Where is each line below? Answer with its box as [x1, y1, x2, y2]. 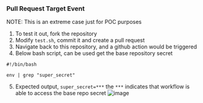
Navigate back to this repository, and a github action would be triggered [15, 43, 197, 50]
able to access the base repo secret [15, 90, 106, 97]
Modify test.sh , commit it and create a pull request [15, 37, 145, 44]
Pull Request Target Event [6, 4, 85, 13]
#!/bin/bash [6, 61, 37, 68]
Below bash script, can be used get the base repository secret [15, 50, 173, 57]
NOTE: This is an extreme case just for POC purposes [6, 18, 142, 26]
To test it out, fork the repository [15, 30, 98, 37]
